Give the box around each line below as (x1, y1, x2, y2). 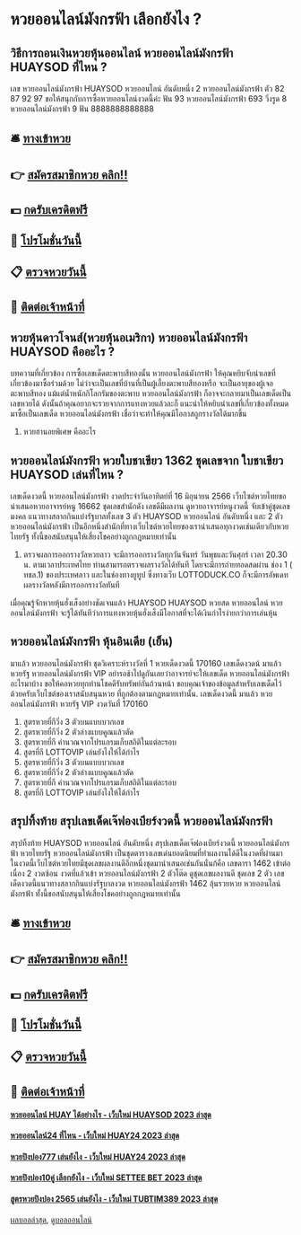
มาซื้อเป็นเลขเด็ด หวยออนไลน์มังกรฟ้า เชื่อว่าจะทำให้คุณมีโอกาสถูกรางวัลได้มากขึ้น (10, 409, 247, 419)
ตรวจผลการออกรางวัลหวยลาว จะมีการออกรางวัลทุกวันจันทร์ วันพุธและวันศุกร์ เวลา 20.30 (22, 549, 288, 560)
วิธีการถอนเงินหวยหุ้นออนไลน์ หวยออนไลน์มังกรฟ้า (10, 45, 234, 60)
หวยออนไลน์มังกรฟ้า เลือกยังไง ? (10, 9, 202, 30)
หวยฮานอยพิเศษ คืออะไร (22, 427, 97, 437)
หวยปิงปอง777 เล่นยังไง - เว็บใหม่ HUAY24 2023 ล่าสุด (10, 1151, 186, 1162)
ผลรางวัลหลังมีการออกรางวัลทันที (22, 579, 120, 590)
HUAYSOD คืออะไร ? (10, 344, 116, 359)
